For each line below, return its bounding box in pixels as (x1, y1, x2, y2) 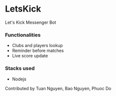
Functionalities (5, 32, 41, 38)
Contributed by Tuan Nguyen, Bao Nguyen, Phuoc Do (5, 85, 112, 91)
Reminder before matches (12, 48, 64, 54)
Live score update (12, 53, 48, 59)
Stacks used (5, 65, 35, 72)
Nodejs (12, 76, 27, 82)
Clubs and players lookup (12, 43, 63, 48)
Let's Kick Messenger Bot (5, 19, 57, 25)
